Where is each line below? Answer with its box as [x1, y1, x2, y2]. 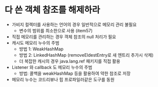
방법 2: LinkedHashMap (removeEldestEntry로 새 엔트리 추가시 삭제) [19, 52, 154, 58]
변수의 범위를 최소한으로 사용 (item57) [19, 27, 93, 33]
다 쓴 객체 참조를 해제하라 [4, 4, 100, 16]
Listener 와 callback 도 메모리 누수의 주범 [11, 64, 93, 70]
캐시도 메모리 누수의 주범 [11, 40, 60, 45]
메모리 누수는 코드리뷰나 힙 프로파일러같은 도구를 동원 [11, 76, 115, 82]
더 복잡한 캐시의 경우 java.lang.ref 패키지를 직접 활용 [19, 58, 121, 64]
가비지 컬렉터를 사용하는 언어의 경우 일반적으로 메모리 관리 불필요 [11, 22, 137, 27]
